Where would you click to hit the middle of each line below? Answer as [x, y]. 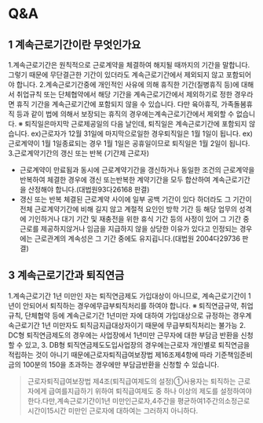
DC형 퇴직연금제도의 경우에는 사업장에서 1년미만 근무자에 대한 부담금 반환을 [124, 335]
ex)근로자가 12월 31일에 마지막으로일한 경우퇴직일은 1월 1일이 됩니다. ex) [142, 133]
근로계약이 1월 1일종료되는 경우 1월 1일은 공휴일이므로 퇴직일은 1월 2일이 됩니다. [129, 143]
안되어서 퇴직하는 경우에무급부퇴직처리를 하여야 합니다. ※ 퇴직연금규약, [131, 305]
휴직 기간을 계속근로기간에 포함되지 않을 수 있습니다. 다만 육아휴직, [118, 104]
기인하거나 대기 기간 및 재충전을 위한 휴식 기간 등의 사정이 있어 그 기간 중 [139, 219]
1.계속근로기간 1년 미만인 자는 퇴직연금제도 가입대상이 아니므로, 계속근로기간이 [127, 296]
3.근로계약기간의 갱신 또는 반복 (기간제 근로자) [79, 153]
